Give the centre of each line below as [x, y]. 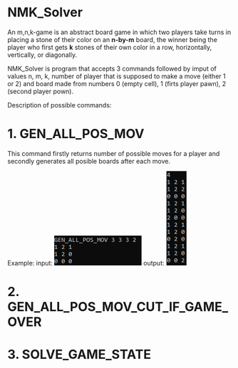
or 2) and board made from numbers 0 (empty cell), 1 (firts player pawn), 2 [117, 83]
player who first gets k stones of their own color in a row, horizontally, [110, 47]
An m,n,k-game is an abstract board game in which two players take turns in [119, 32]
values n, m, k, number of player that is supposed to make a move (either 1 [117, 76]
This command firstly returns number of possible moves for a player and [114, 153]
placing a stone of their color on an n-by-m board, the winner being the [112, 39]
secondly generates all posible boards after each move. [89, 161]
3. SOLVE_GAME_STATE [79, 355]
